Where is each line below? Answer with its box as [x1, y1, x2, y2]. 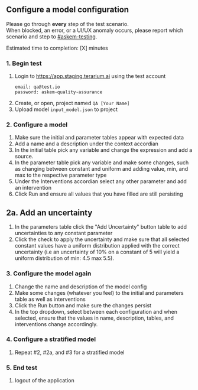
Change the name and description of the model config [14, 283, 147, 290]
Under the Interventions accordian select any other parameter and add [14, 178, 187, 185]
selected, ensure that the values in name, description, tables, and [14, 314, 174, 321]
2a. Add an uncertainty [6, 207, 93, 217]
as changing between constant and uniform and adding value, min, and [14, 165, 189, 173]
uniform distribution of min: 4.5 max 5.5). [14, 255, 114, 262]
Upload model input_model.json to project [14, 106, 118, 113]
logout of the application [14, 377, 75, 384]
